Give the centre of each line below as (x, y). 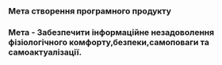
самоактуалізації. (45, 52)
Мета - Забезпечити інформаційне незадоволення (111, 32)
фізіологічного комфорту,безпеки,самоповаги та (109, 42)
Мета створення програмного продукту (90, 11)
